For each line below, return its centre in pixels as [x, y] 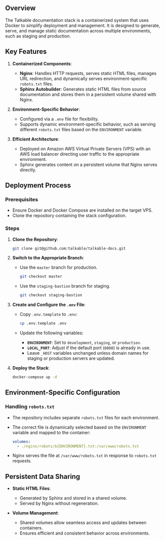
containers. [31, 528]
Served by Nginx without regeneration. [59, 503]
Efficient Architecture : [36, 139]
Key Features [26, 52]
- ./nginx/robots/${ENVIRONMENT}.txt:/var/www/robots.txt [78, 446]
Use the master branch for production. [58, 267]
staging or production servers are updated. [71, 358]
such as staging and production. [38, 36]
